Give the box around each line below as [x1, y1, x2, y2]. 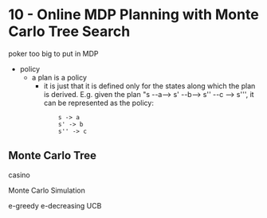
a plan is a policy [31, 72, 88, 82]
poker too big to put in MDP [8, 49, 99, 58]
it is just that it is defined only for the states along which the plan [43, 81, 256, 91]
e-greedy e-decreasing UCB [8, 200, 102, 210]
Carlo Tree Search [8, 22, 131, 41]
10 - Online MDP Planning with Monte [8, 6, 259, 24]
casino [8, 169, 30, 180]
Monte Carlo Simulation [8, 185, 85, 195]
